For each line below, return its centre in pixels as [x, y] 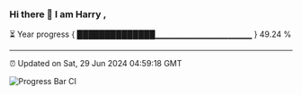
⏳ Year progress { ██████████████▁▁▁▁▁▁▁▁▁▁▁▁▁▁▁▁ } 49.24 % [151, 34]
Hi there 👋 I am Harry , [58, 14]
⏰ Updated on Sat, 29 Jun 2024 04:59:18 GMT [96, 64]
